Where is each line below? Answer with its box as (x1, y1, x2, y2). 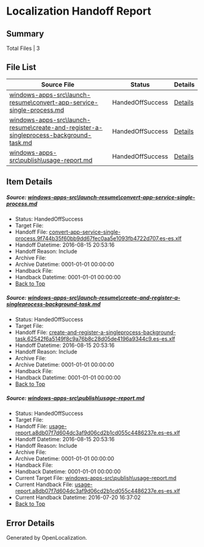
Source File (41, 80, 75, 89)
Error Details (6, 518, 55, 528)
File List (6, 62, 36, 72)
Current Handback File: (15, 481, 74, 488)
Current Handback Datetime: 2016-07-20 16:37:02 (15, 494, 141, 501)
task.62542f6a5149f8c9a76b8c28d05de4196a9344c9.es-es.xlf (15, 335, 175, 343)
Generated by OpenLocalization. (6, 534, 87, 541)
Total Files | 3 (6, 44, 40, 52)
